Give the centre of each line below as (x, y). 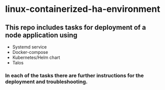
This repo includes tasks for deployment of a (76, 27)
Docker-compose (30, 52)
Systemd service (29, 47)
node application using (41, 35)
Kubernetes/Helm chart (36, 57)
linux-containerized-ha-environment (83, 9)
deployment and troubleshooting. (46, 82)
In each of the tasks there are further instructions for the (75, 75)
